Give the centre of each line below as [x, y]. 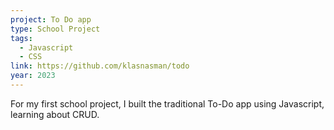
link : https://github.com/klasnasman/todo [100, 66]
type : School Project [55, 29]
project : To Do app [51, 19]
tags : [21, 38]
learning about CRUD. [55, 114]
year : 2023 [33, 76]
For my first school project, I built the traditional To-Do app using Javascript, [167, 103]
